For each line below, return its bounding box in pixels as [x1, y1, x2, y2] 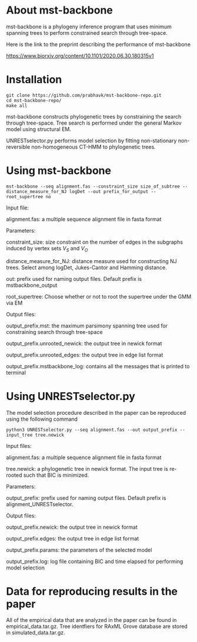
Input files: [6, 442, 32, 449]
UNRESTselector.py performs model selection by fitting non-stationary [6, 137, 177, 144]
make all [6, 103, 28, 109]
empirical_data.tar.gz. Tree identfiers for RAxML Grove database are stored [6, 623, 188, 630]
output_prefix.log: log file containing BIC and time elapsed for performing [6, 558, 183, 565]
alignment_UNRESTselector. [6, 500, 74, 507]
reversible [6, 143, 31, 150]
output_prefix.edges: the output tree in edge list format [6, 535, 139, 542]
